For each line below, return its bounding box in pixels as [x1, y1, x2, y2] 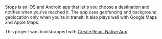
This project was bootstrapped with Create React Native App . [5, 29, 129, 34]
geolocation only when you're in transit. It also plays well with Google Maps [5, 14, 157, 20]
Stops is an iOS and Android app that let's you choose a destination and [5, 4, 150, 10]
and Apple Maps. [5, 19, 40, 25]
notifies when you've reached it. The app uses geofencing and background [5, 9, 157, 15]
